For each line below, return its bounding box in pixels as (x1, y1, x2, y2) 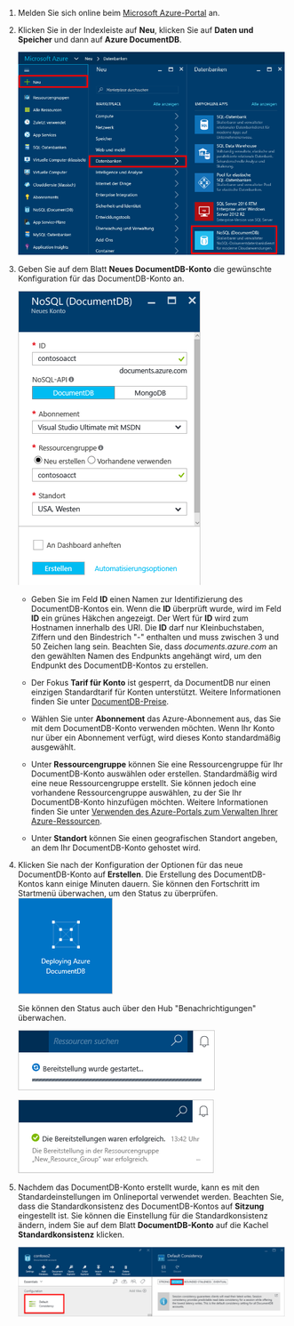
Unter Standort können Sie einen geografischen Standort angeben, (30, 832, 278, 843)
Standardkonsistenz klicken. (17, 1229, 125, 1240)
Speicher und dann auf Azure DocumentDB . (17, 35, 182, 44)
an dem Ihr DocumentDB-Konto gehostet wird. (30, 842, 202, 853)
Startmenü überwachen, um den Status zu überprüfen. (17, 888, 219, 898)
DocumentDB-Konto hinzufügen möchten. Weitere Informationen (30, 796, 269, 808)
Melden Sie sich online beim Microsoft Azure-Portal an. (17, 8, 220, 18)
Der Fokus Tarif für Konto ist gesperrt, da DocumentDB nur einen (30, 677, 271, 687)
